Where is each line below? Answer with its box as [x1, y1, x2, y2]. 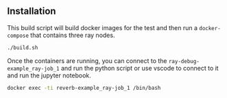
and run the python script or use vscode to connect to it [60, 64, 219, 72]
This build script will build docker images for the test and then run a [7, 23, 198, 32]
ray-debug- [168, 58, 200, 64]
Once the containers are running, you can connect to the [7, 56, 167, 64]
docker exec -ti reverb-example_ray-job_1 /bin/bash [7, 84, 161, 91]
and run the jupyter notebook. [7, 71, 91, 79]
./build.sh [7, 44, 38, 51]
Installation [7, 5, 56, 17]
